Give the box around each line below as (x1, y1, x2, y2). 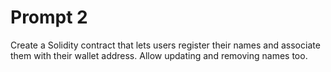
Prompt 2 (10, 6, 88, 29)
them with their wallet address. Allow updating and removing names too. (10, 49, 308, 61)
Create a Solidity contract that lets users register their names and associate (10, 39, 321, 51)
